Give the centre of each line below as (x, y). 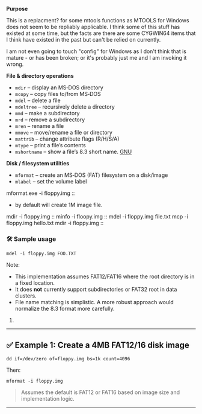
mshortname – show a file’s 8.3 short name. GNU (73, 151)
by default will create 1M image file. (59, 205)
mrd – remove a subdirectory (50, 119)
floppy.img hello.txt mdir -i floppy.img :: (55, 223)
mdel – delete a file (38, 100)
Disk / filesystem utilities (38, 163)
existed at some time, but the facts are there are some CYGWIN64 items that (101, 33)
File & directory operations (40, 76)
